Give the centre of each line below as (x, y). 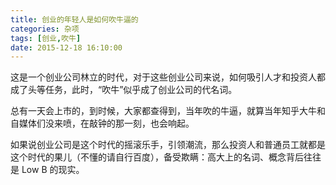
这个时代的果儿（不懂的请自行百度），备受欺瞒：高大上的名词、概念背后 (157, 157)
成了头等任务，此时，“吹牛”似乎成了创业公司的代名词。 (124, 90)
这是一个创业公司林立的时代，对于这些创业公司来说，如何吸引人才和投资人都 (168, 77)
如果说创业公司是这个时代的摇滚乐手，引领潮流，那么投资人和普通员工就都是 (168, 145)
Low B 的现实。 (53, 170)
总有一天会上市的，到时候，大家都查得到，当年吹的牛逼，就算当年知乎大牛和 (168, 111)
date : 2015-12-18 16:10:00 (66, 47)
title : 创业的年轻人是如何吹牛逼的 (74, 19)
